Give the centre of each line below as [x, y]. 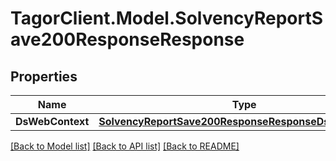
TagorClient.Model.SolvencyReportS [167, 18]
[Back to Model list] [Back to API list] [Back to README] [125, 146]
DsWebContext [52, 121]
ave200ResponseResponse [127, 39]
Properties [44, 76]
